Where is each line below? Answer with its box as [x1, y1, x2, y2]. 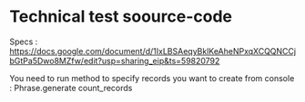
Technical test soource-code [9, 6, 232, 27]
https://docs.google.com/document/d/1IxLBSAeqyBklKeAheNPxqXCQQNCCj [9, 45, 297, 56]
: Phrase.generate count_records [9, 82, 133, 93]
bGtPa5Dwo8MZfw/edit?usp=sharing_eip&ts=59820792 [9, 55, 220, 66]
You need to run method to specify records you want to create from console [9, 72, 295, 83]
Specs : [9, 36, 38, 47]
